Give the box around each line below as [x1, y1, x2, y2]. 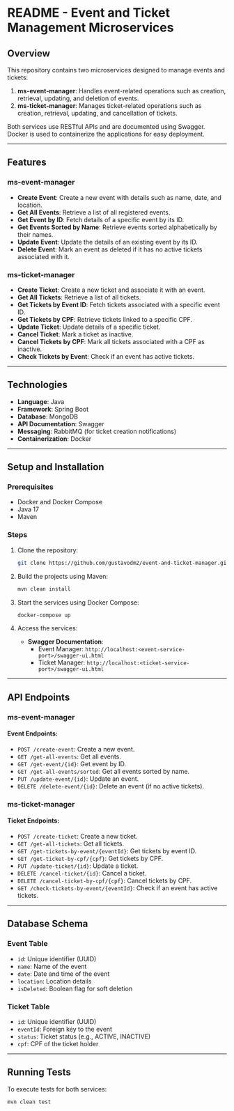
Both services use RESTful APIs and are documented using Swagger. [7, 123, 205, 130]
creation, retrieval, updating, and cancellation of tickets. [17, 109, 178, 117]
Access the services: [17, 624, 78, 632]
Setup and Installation [7, 461, 104, 473]
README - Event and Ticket [7, 5, 171, 21]
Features [7, 157, 47, 169]
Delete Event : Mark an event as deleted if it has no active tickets [17, 245, 203, 254]
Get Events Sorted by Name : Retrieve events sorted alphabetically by [17, 223, 217, 231]
